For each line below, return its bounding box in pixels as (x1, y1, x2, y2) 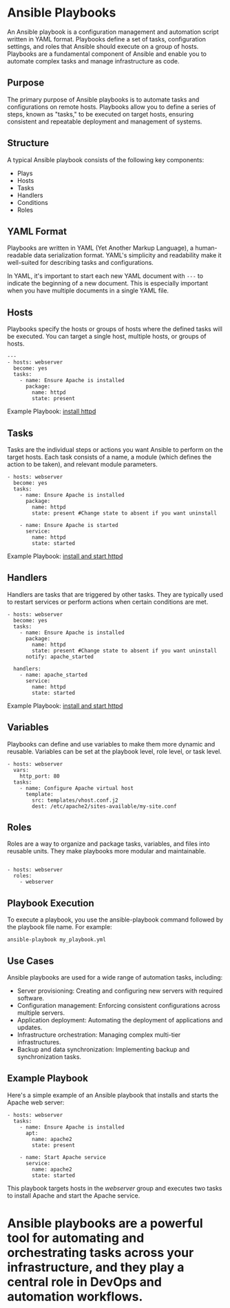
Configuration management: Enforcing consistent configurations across (17, 1002, 220, 1010)
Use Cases (7, 955, 54, 967)
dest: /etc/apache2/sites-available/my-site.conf (32, 802, 177, 810)
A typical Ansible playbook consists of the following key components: (7, 155, 205, 163)
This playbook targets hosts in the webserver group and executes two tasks (7, 1184, 222, 1192)
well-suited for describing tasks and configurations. (7, 259, 154, 267)
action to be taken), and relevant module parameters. (7, 460, 158, 468)
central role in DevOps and (7, 1274, 162, 1290)
